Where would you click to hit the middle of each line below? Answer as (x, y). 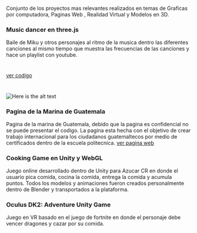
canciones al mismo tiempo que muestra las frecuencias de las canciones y (98, 49)
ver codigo (19, 76)
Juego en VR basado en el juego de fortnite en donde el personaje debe (94, 217)
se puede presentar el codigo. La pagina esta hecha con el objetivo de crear (98, 130)
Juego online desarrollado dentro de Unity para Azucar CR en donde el (92, 171)
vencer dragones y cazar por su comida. (55, 224)
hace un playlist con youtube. (42, 55)
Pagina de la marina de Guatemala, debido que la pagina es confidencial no (98, 124)
